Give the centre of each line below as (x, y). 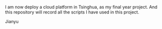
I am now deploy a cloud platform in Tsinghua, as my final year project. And (81, 7)
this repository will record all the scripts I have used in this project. (72, 12)
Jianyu (12, 22)
